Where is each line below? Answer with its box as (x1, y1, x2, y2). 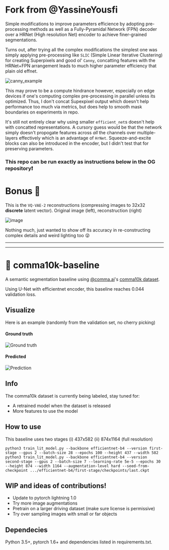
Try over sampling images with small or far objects (12, 511, 117, 517)
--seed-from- (122, 463, 150, 468)
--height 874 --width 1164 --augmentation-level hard (5, 463, 121, 468)
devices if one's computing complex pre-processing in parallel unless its (5, 93, 156, 99)
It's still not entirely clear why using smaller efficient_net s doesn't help (5, 119, 155, 125)
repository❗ (5, 164, 33, 172)
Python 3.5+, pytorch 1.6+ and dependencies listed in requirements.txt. (5, 539, 152, 545)
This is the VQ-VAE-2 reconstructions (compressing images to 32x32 (5, 202, 146, 208)
